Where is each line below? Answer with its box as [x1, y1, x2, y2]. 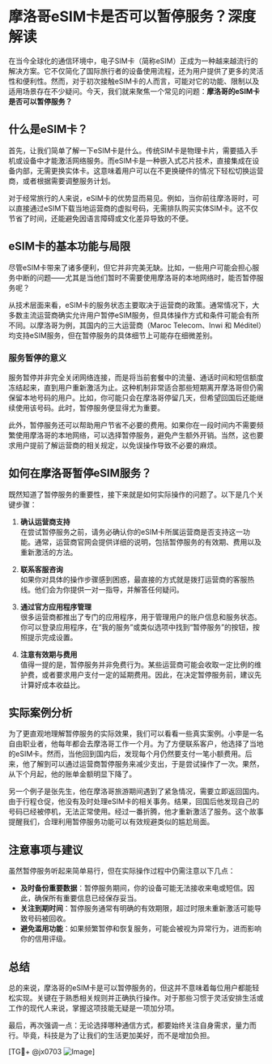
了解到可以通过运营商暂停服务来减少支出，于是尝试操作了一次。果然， [29, 759, 264, 769]
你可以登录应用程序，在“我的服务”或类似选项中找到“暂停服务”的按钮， [19, 622, 253, 632]
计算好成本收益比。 [19, 680, 85, 690]
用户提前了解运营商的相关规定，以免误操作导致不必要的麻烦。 [15, 440, 221, 450]
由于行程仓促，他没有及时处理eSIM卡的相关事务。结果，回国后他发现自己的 [8, 797, 260, 806]
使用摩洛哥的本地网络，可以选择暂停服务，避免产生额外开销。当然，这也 [15, 430, 257, 440]
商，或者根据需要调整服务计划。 [8, 176, 115, 186]
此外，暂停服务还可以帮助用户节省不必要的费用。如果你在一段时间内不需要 [8, 420, 257, 429]
